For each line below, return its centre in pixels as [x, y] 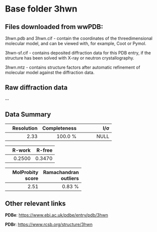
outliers [70, 178]
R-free [44, 150]
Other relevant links [36, 204]
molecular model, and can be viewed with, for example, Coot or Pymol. [76, 43]
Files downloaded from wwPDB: [54, 27]
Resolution [25, 128]
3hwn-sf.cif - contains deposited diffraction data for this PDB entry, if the [78, 53]
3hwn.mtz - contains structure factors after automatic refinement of [73, 67]
